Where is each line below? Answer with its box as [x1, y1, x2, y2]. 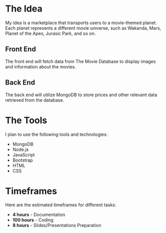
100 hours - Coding [12, 217, 54, 223]
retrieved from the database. [5, 97, 64, 103]
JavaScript [12, 151, 35, 158]
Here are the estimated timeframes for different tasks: [5, 202, 116, 208]
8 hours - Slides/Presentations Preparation [12, 222, 101, 228]
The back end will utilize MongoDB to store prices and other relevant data [5, 92, 157, 98]
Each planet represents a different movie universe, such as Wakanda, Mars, [5, 25, 161, 31]
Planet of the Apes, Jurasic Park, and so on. [5, 30, 96, 36]
